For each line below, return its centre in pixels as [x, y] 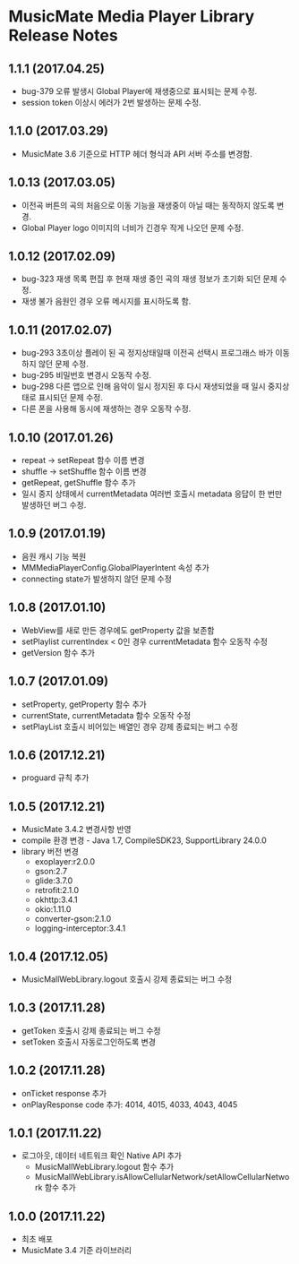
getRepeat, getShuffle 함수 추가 [78, 483]
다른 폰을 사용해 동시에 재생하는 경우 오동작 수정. [106, 408]
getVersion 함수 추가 [58, 652]
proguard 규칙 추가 [55, 778]
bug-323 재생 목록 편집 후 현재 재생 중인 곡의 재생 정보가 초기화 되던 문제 [149, 279]
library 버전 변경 [50, 852]
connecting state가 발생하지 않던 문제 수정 [96, 579]
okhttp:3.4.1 [56, 900]
